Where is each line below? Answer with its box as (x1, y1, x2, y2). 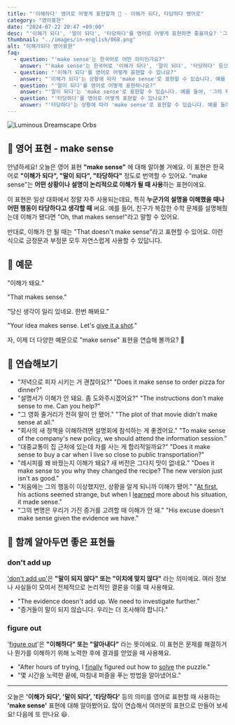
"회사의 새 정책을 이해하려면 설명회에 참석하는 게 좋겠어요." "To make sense (17, 427, 226, 435)
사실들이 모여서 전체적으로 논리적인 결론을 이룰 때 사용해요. (14, 583, 176, 591)
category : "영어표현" (7, 17, 64, 24)
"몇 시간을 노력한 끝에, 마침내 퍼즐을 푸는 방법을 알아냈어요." (17, 671, 182, 679)
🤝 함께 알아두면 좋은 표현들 (7, 536, 115, 548)
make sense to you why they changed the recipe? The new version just (17, 467, 222, 475)
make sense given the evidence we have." (17, 514, 139, 523)
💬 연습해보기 (7, 358, 58, 370)
